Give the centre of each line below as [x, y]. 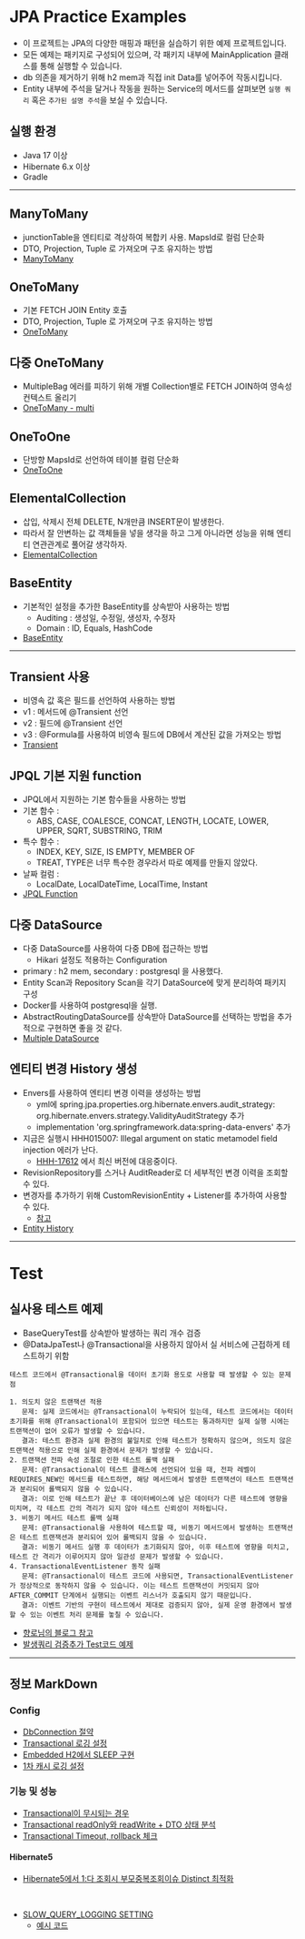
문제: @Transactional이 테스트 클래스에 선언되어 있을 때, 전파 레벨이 [138, 1469]
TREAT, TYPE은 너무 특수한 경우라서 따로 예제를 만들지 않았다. [147, 863]
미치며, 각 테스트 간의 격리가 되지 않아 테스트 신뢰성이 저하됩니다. [119, 1508]
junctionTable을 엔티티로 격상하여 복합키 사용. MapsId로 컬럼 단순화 [143, 237]
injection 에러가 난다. [60, 1150]
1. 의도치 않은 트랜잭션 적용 [56, 1402]
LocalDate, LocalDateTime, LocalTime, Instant [122, 884]
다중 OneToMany [57, 363]
